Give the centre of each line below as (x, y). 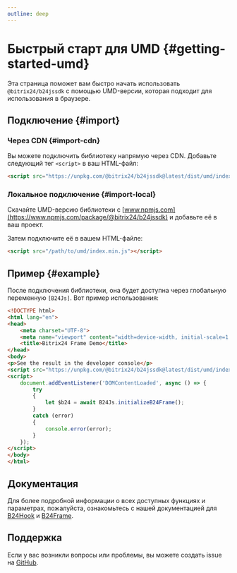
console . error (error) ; (78, 429)
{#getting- (194, 48)
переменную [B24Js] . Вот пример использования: (83, 298)
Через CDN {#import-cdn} (54, 140)
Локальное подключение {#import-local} (82, 195)
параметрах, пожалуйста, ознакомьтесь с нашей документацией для (112, 508)
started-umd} (48, 64)
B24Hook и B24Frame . (41, 515)
